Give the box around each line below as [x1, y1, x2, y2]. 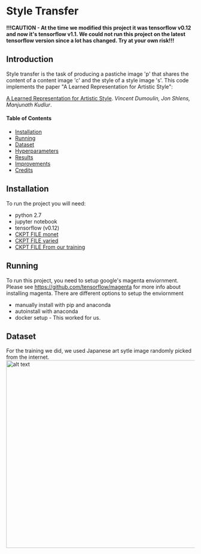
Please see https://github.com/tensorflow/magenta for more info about [6, 283, 181, 290]
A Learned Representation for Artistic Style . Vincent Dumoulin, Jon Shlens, [6, 94, 190, 102]
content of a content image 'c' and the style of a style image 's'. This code [6, 76, 189, 84]
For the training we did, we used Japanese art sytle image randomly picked [6, 347, 192, 355]
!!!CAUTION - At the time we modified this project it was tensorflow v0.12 [6, 24, 191, 31]
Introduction [6, 54, 54, 64]
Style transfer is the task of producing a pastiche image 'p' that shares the [6, 70, 189, 78]
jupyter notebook [14, 218, 57, 225]
